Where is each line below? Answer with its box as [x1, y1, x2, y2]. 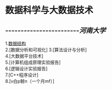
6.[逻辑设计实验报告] [5, 66, 48, 71]
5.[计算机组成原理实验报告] [5, 59, 61, 65]
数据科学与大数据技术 [5, 5, 94, 16]
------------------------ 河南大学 [5, 26, 106, 35]
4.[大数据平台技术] [5, 53, 44, 59]
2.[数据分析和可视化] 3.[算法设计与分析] [5, 47, 87, 53]
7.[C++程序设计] [5, 72, 39, 78]
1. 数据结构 [5, 41, 26, 46]
